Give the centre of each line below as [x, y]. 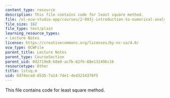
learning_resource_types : [32, 33]
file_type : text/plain [29, 29]
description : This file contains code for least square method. [74, 15]
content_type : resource [30, 10]
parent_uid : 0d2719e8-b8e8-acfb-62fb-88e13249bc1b [60, 62]
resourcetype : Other [27, 66]
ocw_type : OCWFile [25, 47]
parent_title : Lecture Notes [36, 52]
